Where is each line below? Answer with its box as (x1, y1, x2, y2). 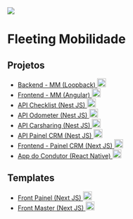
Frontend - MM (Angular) (17, 91, 90, 99)
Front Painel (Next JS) (17, 194, 82, 202)
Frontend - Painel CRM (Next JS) (17, 141, 113, 150)
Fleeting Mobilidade (7, 31, 126, 47)
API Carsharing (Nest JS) (17, 122, 91, 129)
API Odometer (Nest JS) (17, 111, 88, 119)
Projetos (7, 59, 45, 71)
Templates (7, 172, 55, 184)
